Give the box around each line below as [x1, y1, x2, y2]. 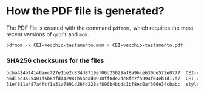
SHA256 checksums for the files [6, 56, 104, 65]
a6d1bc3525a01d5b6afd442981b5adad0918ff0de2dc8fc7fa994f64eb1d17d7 [6, 75, 181, 82]
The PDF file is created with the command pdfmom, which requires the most [6, 24, 194, 31]
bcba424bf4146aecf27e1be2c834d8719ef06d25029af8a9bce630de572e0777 [6, 70, 181, 76]
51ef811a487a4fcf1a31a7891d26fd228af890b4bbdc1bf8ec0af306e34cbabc [6, 81, 181, 87]
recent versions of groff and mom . [6, 30, 89, 37]
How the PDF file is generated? [6, 4, 165, 18]
